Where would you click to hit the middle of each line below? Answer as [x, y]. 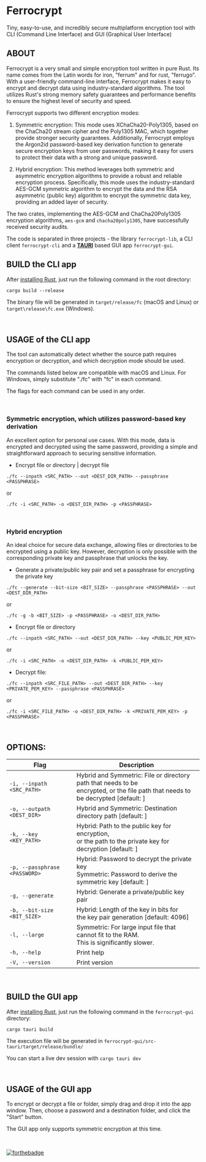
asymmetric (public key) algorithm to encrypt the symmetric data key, [103, 195]
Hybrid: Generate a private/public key [130, 892]
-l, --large [27, 935]
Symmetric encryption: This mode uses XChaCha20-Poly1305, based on [107, 125]
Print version [95, 963]
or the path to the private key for [123, 841]
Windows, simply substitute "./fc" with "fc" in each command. [84, 379]
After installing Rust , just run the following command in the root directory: [99, 279]
